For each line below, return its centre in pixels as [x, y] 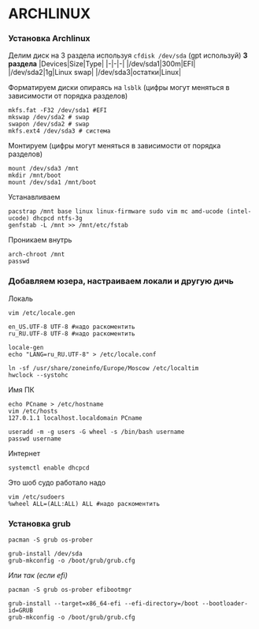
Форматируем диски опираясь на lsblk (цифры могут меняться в [119, 88]
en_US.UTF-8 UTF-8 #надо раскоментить [72, 327]
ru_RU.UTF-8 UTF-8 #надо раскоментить [72, 333]
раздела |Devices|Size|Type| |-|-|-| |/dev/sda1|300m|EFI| [102, 64]
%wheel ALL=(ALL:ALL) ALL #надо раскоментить [84, 504]
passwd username [35, 439]
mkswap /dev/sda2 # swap [49, 118]
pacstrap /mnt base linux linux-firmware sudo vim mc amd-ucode [116, 212]
